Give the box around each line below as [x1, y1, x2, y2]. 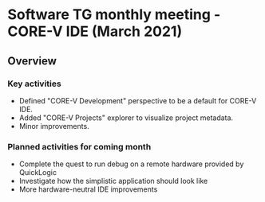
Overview [7, 54, 57, 68]
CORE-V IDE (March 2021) [7, 22, 183, 41]
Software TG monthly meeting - [7, 6, 221, 24]
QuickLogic [18, 168, 57, 177]
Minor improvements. [18, 121, 89, 130]
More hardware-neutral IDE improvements [18, 185, 158, 194]
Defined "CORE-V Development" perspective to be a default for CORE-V [18, 95, 257, 105]
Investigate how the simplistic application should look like [18, 177, 208, 186]
